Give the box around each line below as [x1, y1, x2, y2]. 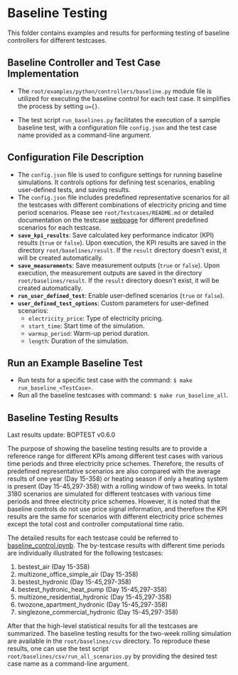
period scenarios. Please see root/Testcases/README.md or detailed [17, 208, 215, 216]
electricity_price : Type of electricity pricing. [28, 314, 163, 322]
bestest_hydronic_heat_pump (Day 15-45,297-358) [17, 585, 168, 594]
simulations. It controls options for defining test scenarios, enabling [17, 178, 215, 186]
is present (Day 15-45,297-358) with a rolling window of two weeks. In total [7, 482, 227, 491]
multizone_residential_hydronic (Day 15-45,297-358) [17, 592, 172, 602]
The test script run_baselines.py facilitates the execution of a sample [17, 115, 221, 124]
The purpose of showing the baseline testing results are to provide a [7, 445, 207, 453]
